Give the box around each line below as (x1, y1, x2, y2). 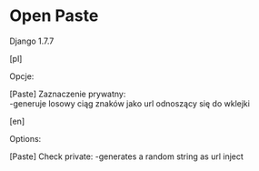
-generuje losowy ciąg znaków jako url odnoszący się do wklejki (9, 97, 250, 109)
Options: (9, 133, 42, 144)
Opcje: (9, 70, 35, 82)
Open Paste (9, 5, 99, 26)
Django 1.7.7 (9, 35, 55, 46)
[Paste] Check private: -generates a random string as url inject (9, 151, 244, 162)
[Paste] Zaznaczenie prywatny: (9, 88, 126, 99)
